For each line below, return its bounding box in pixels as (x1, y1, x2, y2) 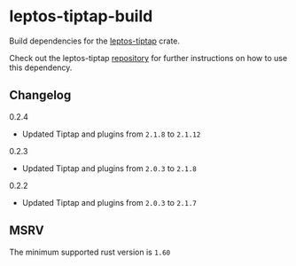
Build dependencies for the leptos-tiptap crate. (9, 35, 180, 46)
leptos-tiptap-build (9, 6, 153, 27)
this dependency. (9, 62, 73, 73)
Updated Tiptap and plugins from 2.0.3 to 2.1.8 (21, 162, 197, 174)
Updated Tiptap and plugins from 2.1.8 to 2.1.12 (21, 129, 201, 139)
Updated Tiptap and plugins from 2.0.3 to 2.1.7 (21, 197, 197, 207)
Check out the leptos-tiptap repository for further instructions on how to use (9, 52, 288, 63)
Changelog (9, 88, 72, 103)
